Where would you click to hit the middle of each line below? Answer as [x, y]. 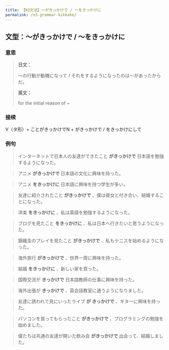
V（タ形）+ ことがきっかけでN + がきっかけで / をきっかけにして [73, 129]
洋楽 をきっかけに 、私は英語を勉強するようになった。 [75, 212]
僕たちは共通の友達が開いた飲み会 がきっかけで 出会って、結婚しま [88, 336]
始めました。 [31, 325]
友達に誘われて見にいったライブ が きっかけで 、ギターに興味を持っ [89, 301]
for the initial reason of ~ [44, 103]
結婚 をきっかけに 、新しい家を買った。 [59, 269]
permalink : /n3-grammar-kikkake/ [41, 15]
